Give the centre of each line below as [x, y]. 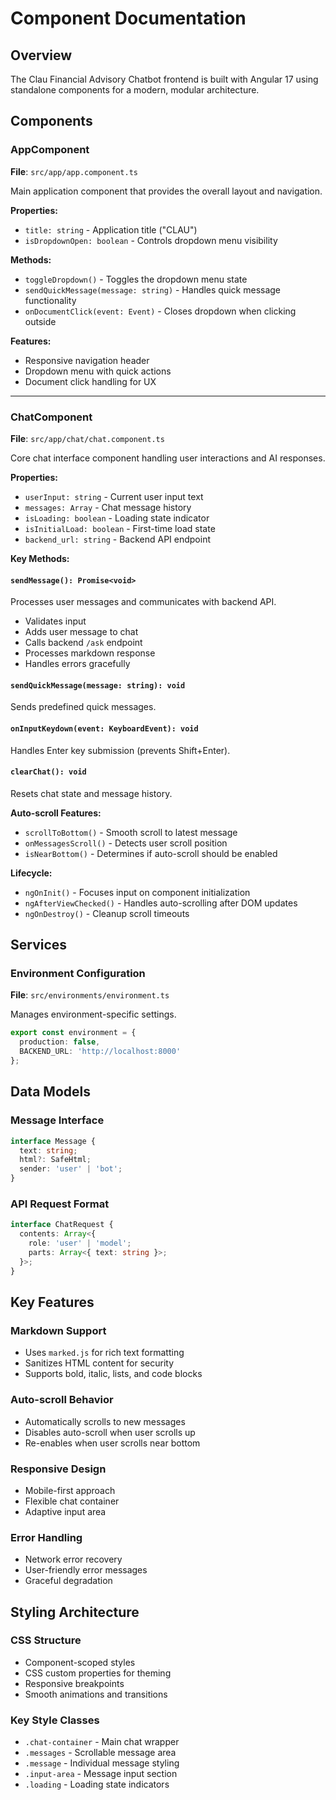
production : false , [60, 1042]
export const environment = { [73, 1033]
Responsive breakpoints [74, 1683]
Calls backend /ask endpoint [83, 643]
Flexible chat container [72, 1501]
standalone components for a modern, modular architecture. [135, 90]
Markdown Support [58, 1330]
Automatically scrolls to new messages [105, 1421]
